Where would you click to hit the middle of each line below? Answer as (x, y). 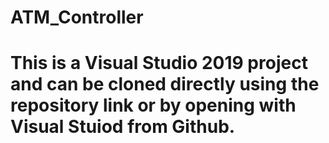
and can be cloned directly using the (165, 84)
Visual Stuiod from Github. (123, 127)
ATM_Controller (77, 17)
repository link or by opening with (153, 105)
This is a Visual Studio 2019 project (159, 63)
